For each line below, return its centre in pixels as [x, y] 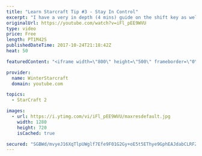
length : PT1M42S [26, 40]
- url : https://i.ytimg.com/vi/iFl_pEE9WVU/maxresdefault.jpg [91, 116]
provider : [19, 73]
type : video [21, 28]
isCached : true [36, 133]
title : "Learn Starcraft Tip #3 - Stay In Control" [72, 12]
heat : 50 [17, 51]
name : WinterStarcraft [40, 78]
